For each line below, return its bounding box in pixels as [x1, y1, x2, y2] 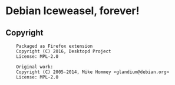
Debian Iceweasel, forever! [5, 4, 140, 18]
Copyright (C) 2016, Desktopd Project [16, 48, 111, 54]
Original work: [16, 64, 54, 70]
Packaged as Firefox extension [16, 43, 93, 49]
